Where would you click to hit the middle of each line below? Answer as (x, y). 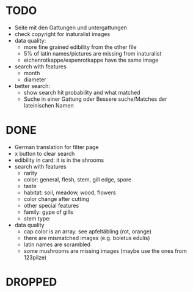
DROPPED (31, 282)
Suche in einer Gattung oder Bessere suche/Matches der (95, 99)
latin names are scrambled (57, 244)
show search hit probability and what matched (82, 92)
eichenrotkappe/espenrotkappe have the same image (91, 60)
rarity (31, 173)
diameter (35, 79)
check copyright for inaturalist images (62, 34)
